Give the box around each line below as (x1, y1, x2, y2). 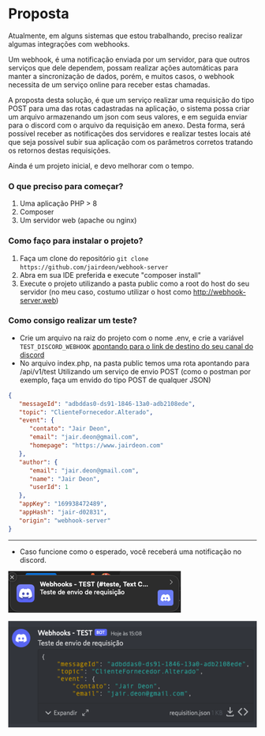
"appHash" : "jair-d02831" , (18, 508, 108, 517)
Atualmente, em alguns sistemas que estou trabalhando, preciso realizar (8, 31, 243, 40)
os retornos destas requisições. (8, 146, 111, 155)
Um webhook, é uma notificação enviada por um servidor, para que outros (8, 55, 250, 64)
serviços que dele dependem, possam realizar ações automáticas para (8, 63, 239, 72)
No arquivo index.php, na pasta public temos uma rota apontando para (19, 358, 250, 368)
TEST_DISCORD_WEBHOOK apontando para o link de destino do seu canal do (19, 341, 254, 351)
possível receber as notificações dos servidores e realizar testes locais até (8, 128, 251, 138)
